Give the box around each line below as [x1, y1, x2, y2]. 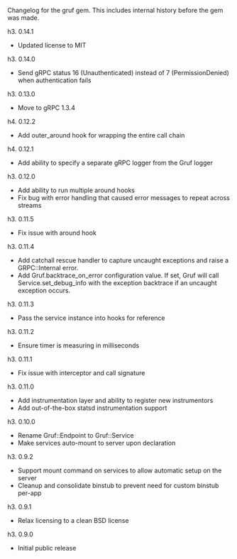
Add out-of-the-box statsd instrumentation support [17, 404, 167, 412]
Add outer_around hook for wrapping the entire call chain [17, 131, 185, 139]
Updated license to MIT [17, 41, 87, 49]
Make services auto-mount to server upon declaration [17, 439, 176, 447]
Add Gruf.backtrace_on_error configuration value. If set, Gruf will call [17, 271, 219, 279]
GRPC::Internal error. [17, 264, 79, 272]
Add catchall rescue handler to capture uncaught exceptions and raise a [17, 256, 229, 265]
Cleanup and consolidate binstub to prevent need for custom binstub [17, 482, 219, 489]
